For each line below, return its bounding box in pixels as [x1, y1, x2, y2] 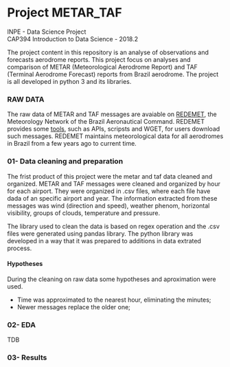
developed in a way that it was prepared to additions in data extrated [7, 236, 201, 245]
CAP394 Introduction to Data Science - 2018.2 [7, 34, 139, 43]
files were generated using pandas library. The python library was [7, 229, 194, 238]
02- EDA [7, 320, 36, 329]
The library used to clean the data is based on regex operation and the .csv [7, 222, 220, 230]
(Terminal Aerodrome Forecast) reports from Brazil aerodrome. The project [7, 70, 219, 78]
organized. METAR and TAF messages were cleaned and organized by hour [7, 179, 221, 188]
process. [7, 244, 32, 252]
